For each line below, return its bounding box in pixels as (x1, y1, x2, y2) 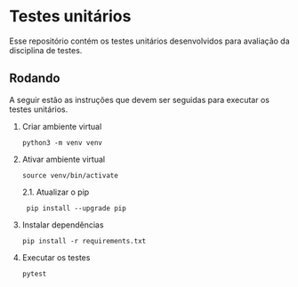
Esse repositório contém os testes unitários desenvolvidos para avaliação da (9, 36, 291, 46)
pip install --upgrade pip (26, 203, 126, 212)
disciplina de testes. (9, 44, 83, 55)
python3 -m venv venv (21, 138, 102, 147)
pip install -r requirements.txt (21, 236, 147, 245)
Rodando (9, 71, 60, 86)
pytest (21, 269, 47, 278)
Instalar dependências (21, 219, 104, 230)
